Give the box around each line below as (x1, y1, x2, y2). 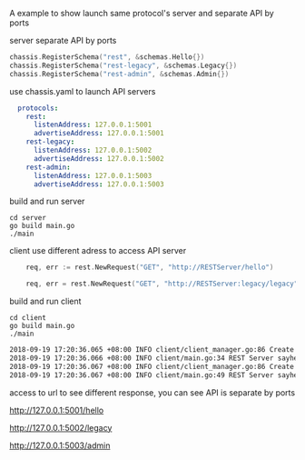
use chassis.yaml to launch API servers (9, 85, 156, 96)
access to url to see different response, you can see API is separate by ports (9, 386, 296, 398)
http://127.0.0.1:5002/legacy (9, 422, 113, 433)
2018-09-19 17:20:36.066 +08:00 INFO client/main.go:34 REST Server (9, 354, 274, 363)
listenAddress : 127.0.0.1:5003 (33, 171, 152, 180)
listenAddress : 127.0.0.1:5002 (33, 145, 152, 155)
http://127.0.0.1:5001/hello (9, 405, 104, 415)
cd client (9, 314, 47, 323)
